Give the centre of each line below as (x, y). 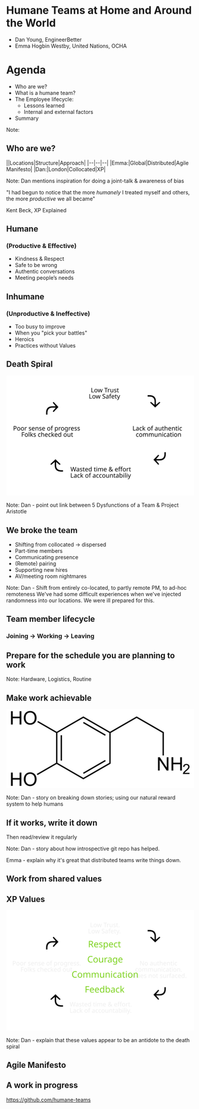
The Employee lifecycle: (44, 99)
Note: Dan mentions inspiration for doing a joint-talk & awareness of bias (95, 181)
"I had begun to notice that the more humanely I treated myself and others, (98, 192)
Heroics (24, 339)
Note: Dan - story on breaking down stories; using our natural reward (91, 798)
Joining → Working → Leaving (50, 636)
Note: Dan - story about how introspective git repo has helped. (83, 848)
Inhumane (25, 297)
